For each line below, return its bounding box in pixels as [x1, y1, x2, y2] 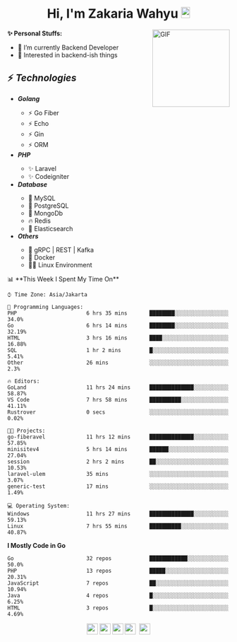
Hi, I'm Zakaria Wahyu [47, 6, 178, 22]
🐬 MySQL [28, 194, 56, 202]
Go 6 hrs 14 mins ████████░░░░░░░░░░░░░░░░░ [7, 322, 229, 329]
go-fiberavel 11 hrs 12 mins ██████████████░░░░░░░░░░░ [7, 433, 229, 440]
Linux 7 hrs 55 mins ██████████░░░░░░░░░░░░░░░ [7, 523, 229, 530]
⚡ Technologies [7, 72, 77, 84]
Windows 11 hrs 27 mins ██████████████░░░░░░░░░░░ [7, 510, 229, 518]
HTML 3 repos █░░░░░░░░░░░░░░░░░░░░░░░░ [7, 604, 229, 612]
